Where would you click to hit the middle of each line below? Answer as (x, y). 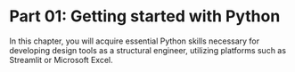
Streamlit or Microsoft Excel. (61, 60)
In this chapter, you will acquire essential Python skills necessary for (135, 41)
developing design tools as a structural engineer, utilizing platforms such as (148, 50)
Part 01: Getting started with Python (145, 16)
